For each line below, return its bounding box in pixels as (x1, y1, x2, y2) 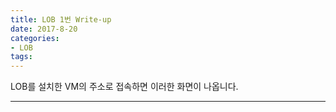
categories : (10, 33, 60, 43)
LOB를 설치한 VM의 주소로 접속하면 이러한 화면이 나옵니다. (10, 81, 239, 93)
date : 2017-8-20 (10, 24, 78, 34)
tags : (10, 52, 33, 62)
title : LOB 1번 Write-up (10, 14, 112, 25)
